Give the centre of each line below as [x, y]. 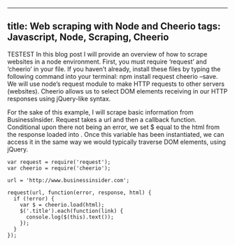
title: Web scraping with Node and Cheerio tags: [114, 26]
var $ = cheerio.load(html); [62, 205]
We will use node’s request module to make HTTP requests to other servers [116, 84]
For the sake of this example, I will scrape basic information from [100, 112]
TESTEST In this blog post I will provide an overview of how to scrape [107, 54]
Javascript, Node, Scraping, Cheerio [88, 37]
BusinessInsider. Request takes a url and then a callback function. [102, 119]
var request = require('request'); [59, 162]
